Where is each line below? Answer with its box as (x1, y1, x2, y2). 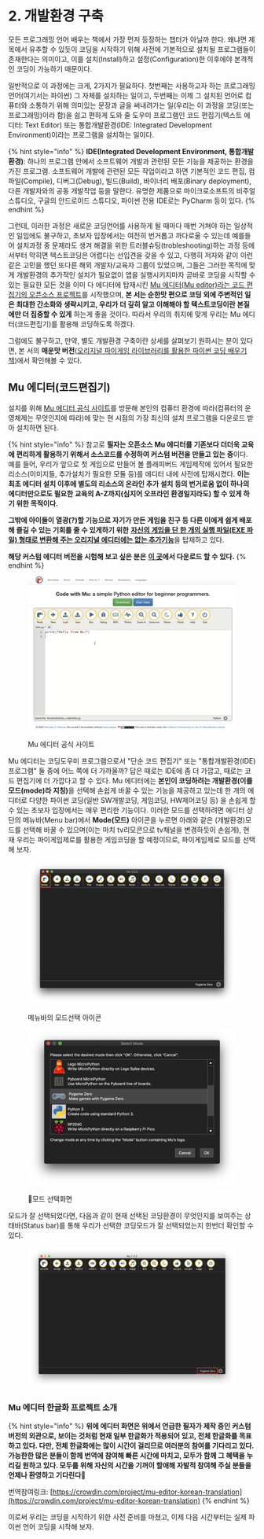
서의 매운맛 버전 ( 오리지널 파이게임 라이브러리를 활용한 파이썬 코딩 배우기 (26, 345, 247, 355)
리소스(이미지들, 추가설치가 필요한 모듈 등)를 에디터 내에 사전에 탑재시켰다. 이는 (8, 469, 250, 478)
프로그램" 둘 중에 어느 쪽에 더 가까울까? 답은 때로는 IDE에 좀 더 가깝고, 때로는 (8, 766, 244, 775)
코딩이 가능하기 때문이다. (16, 64, 93, 73)
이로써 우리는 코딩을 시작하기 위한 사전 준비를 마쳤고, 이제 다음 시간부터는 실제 (8, 1512, 247, 1522)
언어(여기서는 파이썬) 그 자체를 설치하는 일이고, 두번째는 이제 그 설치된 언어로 (8, 90, 244, 100)
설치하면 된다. (16, 422, 59, 433)
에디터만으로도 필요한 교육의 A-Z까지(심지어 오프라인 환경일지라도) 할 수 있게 (8, 488, 242, 498)
